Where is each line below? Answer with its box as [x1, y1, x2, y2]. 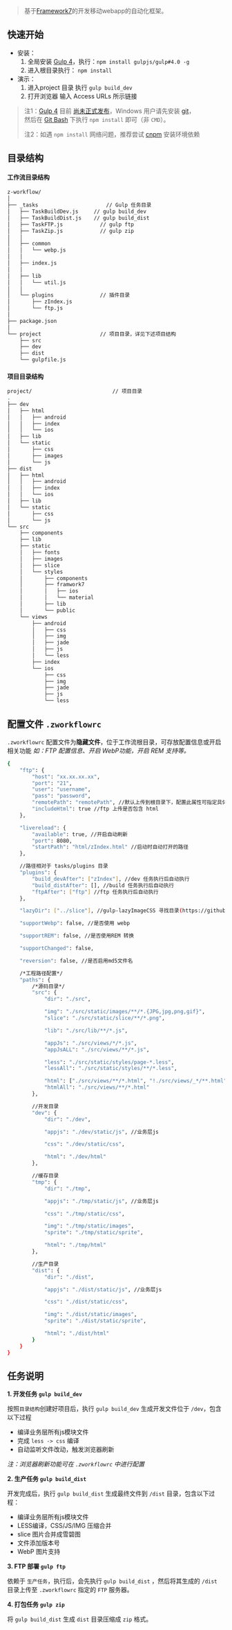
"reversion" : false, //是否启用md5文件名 [19, 957, 133, 964]
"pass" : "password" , [32, 793, 91, 800]
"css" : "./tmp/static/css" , [43, 1210, 126, 1217]
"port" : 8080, [32, 837, 72, 844]
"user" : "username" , [32, 786, 91, 793]
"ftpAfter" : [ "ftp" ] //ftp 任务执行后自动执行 [32, 888, 159, 895]
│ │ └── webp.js [7, 247, 67, 254]
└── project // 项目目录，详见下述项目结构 [7, 331, 176, 338]
